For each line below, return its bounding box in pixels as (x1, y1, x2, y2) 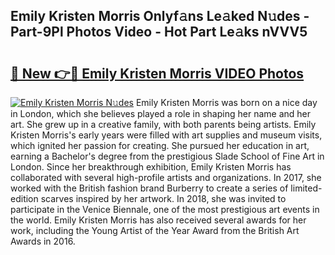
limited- (290, 182, 323, 194)
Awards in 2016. (10, 235, 76, 247)
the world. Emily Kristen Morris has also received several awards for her (10, 214, 307, 226)
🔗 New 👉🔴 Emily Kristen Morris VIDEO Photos (10, 65, 305, 82)
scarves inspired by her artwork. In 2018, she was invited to (40, 193, 287, 204)
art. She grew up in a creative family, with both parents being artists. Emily (10, 119, 317, 130)
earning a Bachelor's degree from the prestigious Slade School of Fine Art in (10, 150, 325, 162)
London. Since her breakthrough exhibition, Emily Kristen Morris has (10, 161, 292, 173)
